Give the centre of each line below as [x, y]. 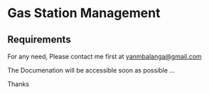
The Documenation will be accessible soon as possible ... [91, 70]
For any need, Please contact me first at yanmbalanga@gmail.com [104, 56]
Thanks [18, 84]
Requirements [39, 40]
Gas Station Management [84, 13]
